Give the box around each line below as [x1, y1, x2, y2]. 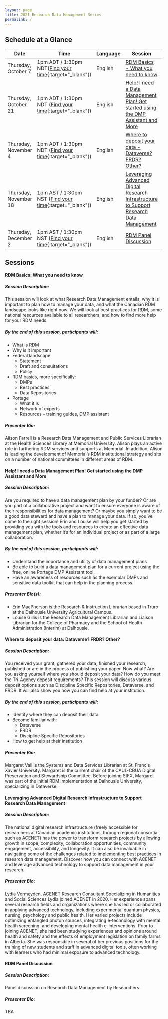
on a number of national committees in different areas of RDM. [5, 456, 134, 462]
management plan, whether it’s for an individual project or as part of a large [5, 529, 160, 535]
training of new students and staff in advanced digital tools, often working [5, 944, 157, 950]
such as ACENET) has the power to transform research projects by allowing [5, 835, 161, 841]
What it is [19, 400, 39, 406]
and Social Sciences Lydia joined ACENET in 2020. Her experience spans [5, 896, 156, 902]
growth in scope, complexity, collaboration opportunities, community [5, 840, 147, 846]
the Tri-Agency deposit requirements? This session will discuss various [5, 676, 152, 683]
